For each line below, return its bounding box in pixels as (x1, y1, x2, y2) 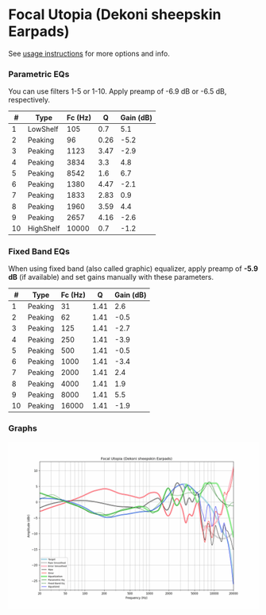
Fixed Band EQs (8, 246, 70, 257)
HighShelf (27, 224, 60, 234)
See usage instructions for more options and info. (8, 48, 171, 58)
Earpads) (8, 22, 70, 41)
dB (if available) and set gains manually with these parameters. (8, 273, 214, 282)
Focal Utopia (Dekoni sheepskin (8, 6, 222, 24)
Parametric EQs (8, 68, 70, 79)
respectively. (8, 95, 50, 105)
